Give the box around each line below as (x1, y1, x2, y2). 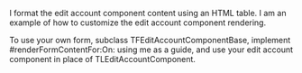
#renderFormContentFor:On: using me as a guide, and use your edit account (9, 44, 294, 55)
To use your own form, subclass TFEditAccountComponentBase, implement (9, 35, 291, 45)
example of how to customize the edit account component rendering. (9, 17, 267, 28)
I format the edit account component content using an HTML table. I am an (9, 8, 287, 18)
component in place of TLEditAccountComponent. (9, 54, 197, 64)
